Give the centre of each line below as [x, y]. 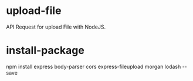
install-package [45, 50]
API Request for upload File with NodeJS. [56, 27]
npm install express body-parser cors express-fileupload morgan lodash [94, 66]
